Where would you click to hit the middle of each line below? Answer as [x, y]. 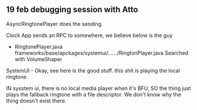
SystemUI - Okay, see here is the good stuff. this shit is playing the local [93, 71]
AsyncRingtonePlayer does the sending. [54, 24]
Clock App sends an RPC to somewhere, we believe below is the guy [89, 35]
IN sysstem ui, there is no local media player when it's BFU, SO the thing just [98, 88]
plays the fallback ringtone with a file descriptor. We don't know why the [94, 94]
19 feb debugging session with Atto [72, 10]
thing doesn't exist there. [36, 101]
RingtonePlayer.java [39, 46]
